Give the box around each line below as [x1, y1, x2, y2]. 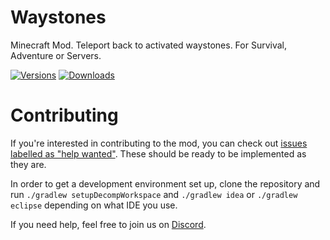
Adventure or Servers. [10, 49, 102, 61]
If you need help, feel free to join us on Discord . [10, 218, 207, 230]
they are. [10, 158, 47, 170]
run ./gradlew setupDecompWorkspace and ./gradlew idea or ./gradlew [10, 188, 298, 200]
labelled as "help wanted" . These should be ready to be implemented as [10, 147, 307, 160]
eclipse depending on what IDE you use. [10, 199, 178, 211]
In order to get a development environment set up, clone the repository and [10, 177, 321, 190]
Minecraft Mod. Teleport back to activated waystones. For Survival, [10, 39, 288, 51]
